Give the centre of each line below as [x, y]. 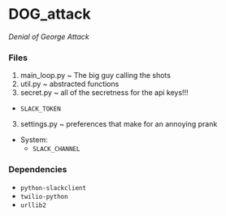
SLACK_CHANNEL [56, 149]
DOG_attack [50, 14]
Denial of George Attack [49, 37]
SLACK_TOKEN [40, 109]
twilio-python [44, 197]
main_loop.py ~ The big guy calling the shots [95, 76]
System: [34, 140]
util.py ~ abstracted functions [70, 84]
